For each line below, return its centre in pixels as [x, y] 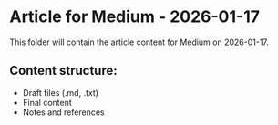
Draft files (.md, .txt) [60, 92]
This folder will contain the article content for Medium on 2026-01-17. [139, 42]
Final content [47, 102]
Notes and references [63, 112]
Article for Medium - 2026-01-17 [135, 17]
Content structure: [63, 71]
